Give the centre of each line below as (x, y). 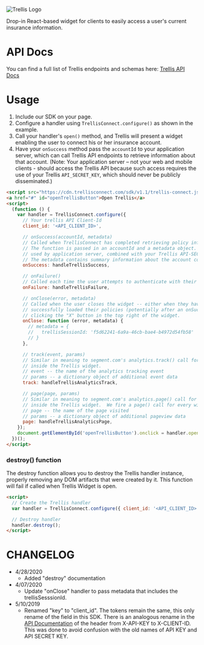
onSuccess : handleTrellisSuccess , (66, 265)
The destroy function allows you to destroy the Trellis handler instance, (95, 473)
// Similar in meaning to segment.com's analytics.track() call (105, 360)
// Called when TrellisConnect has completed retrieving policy (105, 243)
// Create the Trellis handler (51, 503)
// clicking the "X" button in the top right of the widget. (101, 316)
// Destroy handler (36, 519)
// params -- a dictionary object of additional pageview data (104, 416)
